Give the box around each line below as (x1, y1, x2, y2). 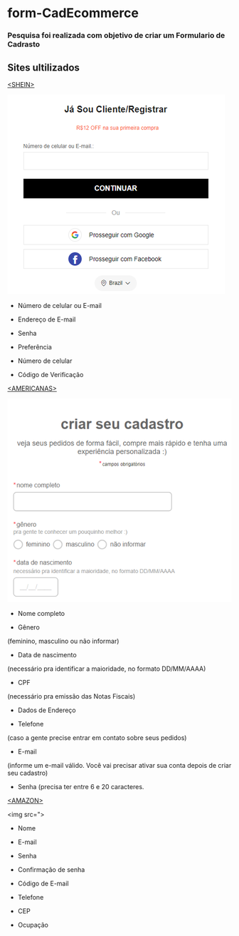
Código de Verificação (17, 370, 84, 379)
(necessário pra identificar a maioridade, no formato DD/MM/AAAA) (7, 664, 206, 673)
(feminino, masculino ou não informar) (7, 637, 119, 645)
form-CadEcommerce (7, 5, 139, 21)
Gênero (17, 622, 41, 632)
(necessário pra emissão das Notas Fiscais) (7, 691, 136, 700)
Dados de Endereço (17, 706, 76, 714)
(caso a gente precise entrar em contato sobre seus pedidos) (7, 733, 187, 742)
